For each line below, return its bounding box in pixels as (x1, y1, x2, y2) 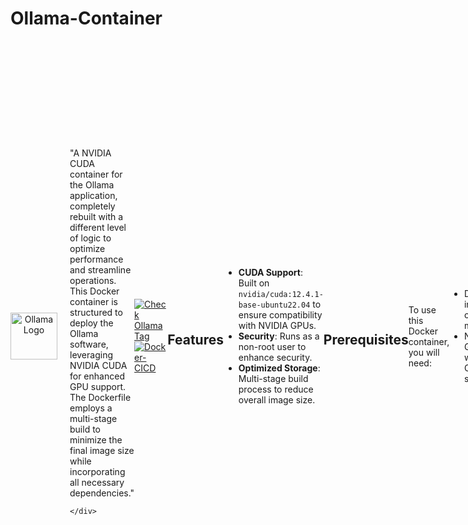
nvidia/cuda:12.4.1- (238, 290, 324, 300)
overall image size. (238, 394, 316, 406)
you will (408, 346, 440, 358)
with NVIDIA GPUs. (238, 320, 317, 332)
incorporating (69, 466, 126, 478)
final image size (69, 445, 135, 457)
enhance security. (238, 352, 313, 364)
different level (69, 222, 127, 234)
